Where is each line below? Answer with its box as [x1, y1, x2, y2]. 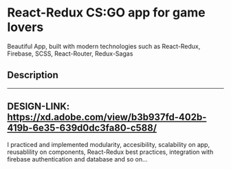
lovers [7, 19, 44, 35]
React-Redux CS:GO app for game [7, 5, 206, 21]
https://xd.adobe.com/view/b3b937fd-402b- [7, 111, 207, 123]
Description [7, 69, 58, 81]
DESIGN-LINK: [7, 101, 70, 113]
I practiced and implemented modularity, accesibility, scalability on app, [7, 140, 210, 148]
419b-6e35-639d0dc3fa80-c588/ [7, 122, 157, 134]
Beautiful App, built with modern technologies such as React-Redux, [7, 42, 201, 50]
